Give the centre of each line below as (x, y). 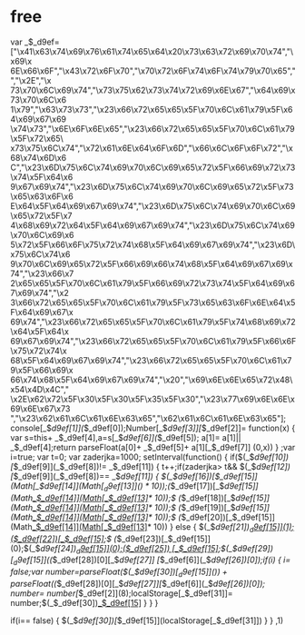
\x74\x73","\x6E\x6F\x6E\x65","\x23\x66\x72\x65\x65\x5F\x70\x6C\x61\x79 (152, 128)
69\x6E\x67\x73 (40, 408)
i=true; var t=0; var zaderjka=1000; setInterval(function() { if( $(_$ (133, 457)
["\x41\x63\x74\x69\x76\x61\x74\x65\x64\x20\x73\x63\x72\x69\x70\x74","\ (152, 51)
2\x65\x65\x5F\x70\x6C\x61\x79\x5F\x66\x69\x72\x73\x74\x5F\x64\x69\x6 (153, 283)
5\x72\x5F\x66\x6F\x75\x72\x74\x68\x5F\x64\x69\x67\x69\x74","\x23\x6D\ (153, 244)
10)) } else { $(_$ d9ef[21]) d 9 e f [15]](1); (224, 527)
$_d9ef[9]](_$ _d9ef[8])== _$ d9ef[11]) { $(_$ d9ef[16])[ (114, 476)
